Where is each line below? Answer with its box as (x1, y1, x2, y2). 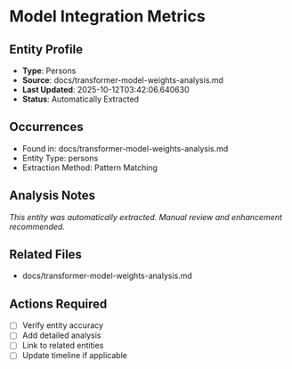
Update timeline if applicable (21, 350, 127, 361)
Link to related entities (21, 340, 104, 351)
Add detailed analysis (21, 330, 101, 340)
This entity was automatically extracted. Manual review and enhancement (9, 211, 283, 222)
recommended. (9, 221, 65, 232)
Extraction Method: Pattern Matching (21, 162, 158, 173)
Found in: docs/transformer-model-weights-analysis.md (21, 143, 229, 153)
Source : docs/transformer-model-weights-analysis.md (21, 75, 224, 86)
